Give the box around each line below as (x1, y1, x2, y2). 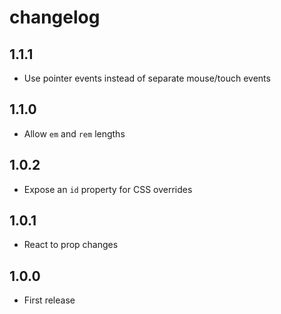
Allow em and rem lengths (23, 127, 126, 140)
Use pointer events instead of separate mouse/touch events (23, 72, 271, 84)
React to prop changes (23, 239, 119, 251)
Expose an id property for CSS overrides (23, 183, 193, 195)
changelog (9, 6, 101, 29)
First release (23, 294, 76, 306)
